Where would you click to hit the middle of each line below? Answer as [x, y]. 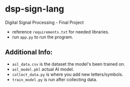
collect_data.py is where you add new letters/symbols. [68, 74]
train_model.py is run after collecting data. [55, 79]
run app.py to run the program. [42, 37]
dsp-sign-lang [35, 9]
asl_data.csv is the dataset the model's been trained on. [68, 64]
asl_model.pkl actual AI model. [43, 69]
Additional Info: [29, 52]
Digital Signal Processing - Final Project [44, 22]
